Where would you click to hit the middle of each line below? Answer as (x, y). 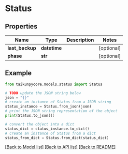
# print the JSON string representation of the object (61, 111)
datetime (51, 48)
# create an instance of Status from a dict (50, 133)
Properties (21, 26)
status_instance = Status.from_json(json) (48, 107)
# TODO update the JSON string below (43, 93)
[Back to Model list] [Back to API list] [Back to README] (60, 147)
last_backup (22, 48)
